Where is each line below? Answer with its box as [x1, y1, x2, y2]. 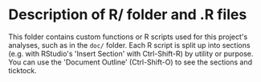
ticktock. [8, 65, 38, 75]
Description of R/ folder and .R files [8, 6, 247, 24]
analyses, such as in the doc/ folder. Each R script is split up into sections [8, 40, 251, 49]
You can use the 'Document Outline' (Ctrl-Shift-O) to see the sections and [8, 57, 253, 67]
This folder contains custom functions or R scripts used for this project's [8, 32, 248, 41]
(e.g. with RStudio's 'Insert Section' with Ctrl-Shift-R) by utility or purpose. [8, 49, 254, 58]
